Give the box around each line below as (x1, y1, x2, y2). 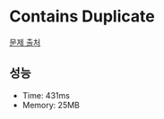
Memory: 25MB (22, 99, 81, 110)
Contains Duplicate (9, 6, 155, 27)
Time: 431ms (22, 89, 70, 100)
